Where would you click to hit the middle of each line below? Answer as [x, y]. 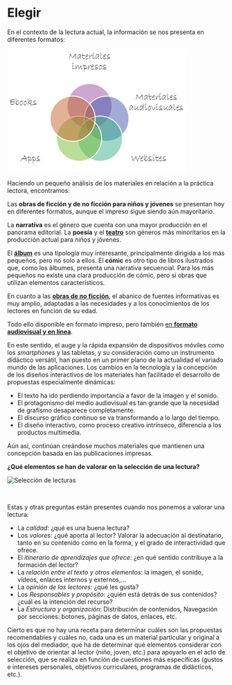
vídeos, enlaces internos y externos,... [72, 579]
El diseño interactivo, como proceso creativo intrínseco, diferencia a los [119, 424]
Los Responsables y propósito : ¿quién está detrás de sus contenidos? [117, 594]
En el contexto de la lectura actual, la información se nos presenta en [106, 32]
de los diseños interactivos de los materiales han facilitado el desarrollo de [114, 374]
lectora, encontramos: [39, 190]
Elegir [24, 13]
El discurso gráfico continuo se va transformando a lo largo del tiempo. [118, 418]
